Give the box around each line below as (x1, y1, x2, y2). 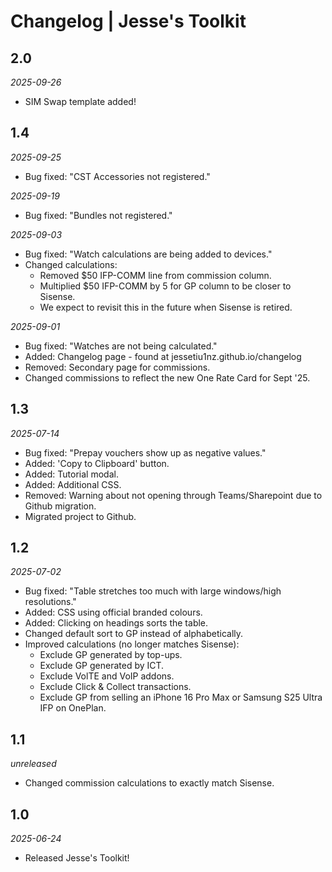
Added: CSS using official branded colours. (24, 606, 203, 619)
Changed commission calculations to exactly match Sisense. (24, 777, 275, 789)
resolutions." (24, 596, 77, 608)
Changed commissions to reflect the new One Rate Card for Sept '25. (24, 371, 311, 384)
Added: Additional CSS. (24, 478, 122, 490)
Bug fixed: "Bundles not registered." (24, 209, 173, 221)
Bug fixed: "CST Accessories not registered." (24, 170, 211, 182)
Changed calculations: (24, 258, 118, 270)
